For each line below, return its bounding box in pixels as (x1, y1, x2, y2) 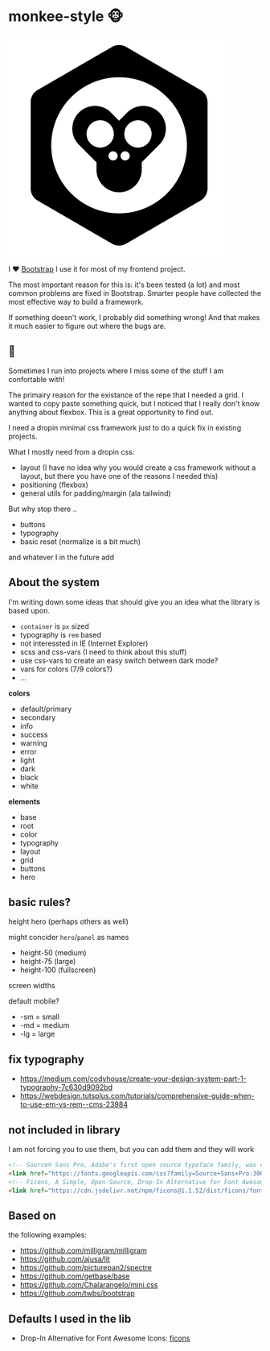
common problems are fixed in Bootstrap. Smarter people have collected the (8, 288, 262, 297)
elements (8, 796, 41, 806)
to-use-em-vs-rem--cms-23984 (19, 1100, 129, 1109)
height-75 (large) (19, 957, 76, 966)
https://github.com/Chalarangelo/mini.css (19, 1280, 158, 1290)
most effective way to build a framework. (8, 297, 144, 306)
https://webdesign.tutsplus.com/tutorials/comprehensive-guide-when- (19, 1091, 256, 1101)
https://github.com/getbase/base (19, 1271, 130, 1281)
